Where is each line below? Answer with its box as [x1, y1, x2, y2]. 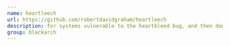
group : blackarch [7, 28, 57, 36]
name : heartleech [7, 9, 57, 17]
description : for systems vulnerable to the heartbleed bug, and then [7, 22, 213, 29]
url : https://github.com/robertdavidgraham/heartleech [7, 16, 167, 23]
